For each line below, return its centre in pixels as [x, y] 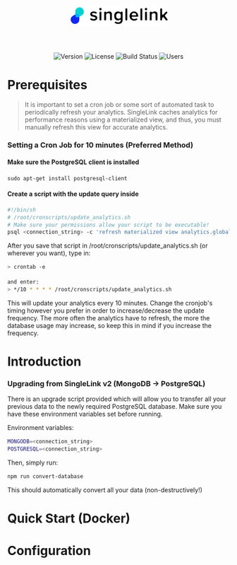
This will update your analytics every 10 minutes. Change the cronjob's [110, 303]
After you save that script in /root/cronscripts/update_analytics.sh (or [108, 246]
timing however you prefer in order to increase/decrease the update [106, 310]
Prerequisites [48, 85]
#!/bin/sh [22, 210]
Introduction [44, 362]
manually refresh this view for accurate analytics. [96, 127]
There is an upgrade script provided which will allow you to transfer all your [117, 399]
